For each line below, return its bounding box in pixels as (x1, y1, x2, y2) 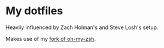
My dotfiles (5, 4, 63, 18)
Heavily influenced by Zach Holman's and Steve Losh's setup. (5, 24, 159, 31)
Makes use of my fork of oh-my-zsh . (5, 35, 96, 42)
